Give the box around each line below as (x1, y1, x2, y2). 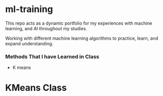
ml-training (5, 4, 53, 15)
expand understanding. (5, 40, 54, 46)
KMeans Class (5, 82, 67, 93)
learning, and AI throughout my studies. (5, 25, 87, 31)
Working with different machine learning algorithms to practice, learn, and (5, 35, 158, 41)
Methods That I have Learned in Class (5, 53, 100, 60)
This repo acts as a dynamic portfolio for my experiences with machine (5, 20, 152, 26)
